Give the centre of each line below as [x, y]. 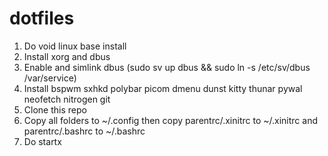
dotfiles [42, 18]
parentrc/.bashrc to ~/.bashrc [84, 131]
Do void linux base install [75, 46]
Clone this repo [55, 109]
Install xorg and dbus [67, 56]
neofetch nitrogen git [67, 99]
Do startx [42, 141]
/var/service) [50, 78]
